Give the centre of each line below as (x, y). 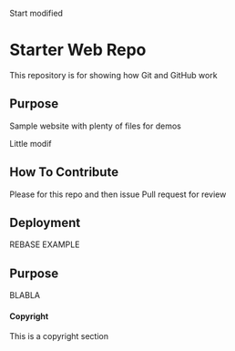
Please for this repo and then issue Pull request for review (118, 194)
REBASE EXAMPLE (45, 244)
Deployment (45, 222)
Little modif (31, 143)
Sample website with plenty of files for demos (96, 126)
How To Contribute (64, 172)
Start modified (36, 13)
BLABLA (25, 295)
